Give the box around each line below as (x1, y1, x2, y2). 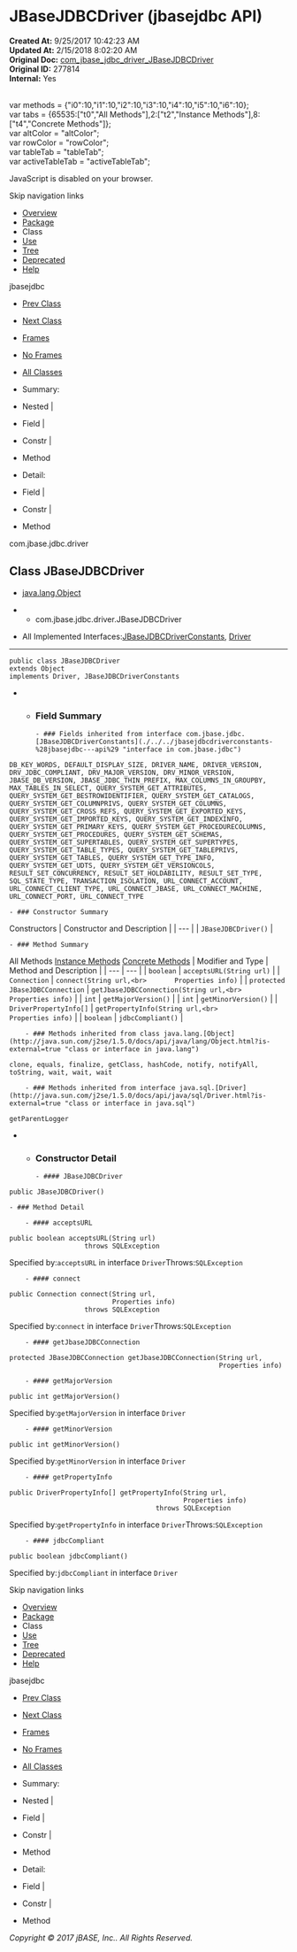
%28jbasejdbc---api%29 (34, 745, 119, 754)
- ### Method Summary (9, 941, 89, 949)
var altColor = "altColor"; (9, 127, 100, 138)
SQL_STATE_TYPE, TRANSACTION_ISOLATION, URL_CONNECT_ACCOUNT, (9, 877, 243, 886)
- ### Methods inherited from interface (25, 1084, 176, 1093)
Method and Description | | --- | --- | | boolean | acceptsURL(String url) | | (9, 965, 280, 976)
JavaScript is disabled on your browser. (9, 173, 154, 183)
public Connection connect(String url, (9, 1290, 156, 1299)
